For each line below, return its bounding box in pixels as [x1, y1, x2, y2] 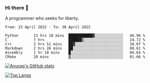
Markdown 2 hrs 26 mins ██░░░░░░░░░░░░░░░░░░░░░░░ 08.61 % [5, 46, 146, 51]
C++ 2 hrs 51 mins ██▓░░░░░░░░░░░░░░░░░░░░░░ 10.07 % [5, 42, 146, 47]
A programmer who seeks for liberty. [5, 16, 79, 21]
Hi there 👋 [5, 4, 29, 11]
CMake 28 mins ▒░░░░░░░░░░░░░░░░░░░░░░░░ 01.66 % [5, 54, 146, 60]
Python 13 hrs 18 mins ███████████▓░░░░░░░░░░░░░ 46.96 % [5, 33, 146, 38]
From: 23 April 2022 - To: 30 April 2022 [5, 25, 91, 30]
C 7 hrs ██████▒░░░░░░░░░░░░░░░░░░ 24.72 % [5, 37, 146, 43]
